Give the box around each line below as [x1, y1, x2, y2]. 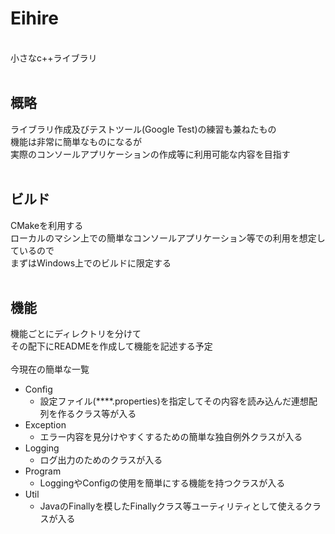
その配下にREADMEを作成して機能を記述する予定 [10, 340, 213, 352]
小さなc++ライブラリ [10, 52, 98, 64]
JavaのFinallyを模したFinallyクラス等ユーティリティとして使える [39, 500, 305, 512]
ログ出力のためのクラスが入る [39, 454, 163, 466]
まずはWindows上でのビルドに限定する [10, 257, 172, 269]
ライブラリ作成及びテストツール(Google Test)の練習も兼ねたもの [10, 123, 277, 135]
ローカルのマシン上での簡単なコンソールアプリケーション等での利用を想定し [10, 232, 326, 244]
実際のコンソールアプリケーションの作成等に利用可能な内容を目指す [10, 148, 291, 160]
